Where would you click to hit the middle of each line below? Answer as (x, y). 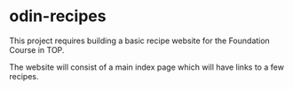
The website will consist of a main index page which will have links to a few (146, 67)
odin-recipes (58, 16)
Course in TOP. (37, 49)
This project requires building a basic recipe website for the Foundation (140, 41)
